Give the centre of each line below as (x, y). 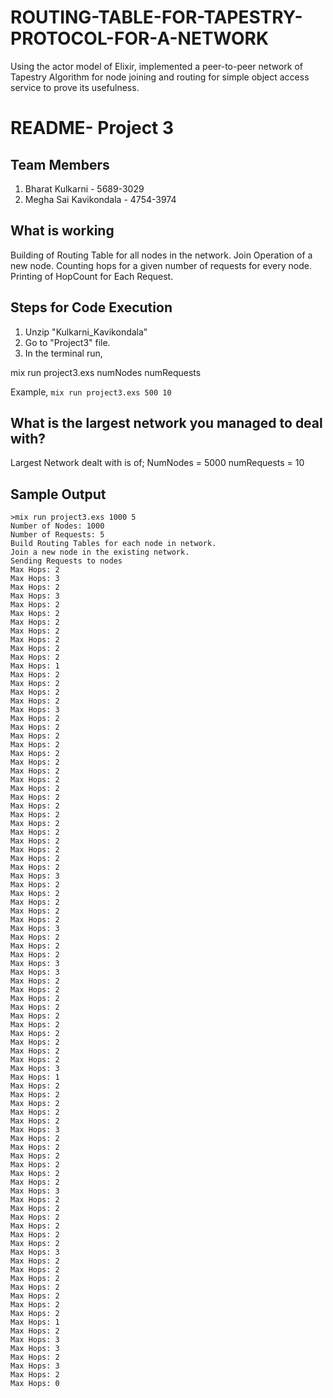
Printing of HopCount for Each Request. (92, 276)
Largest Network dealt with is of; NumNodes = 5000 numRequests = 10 (157, 463)
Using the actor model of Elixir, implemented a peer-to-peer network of (157, 66)
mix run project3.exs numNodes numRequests (106, 372)
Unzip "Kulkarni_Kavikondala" (86, 332)
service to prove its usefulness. (75, 87)
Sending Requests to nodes (66, 561)
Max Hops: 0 (35, 1384)
